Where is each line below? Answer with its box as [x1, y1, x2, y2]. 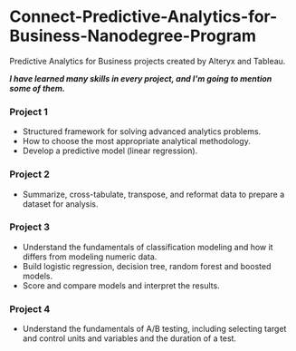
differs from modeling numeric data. [22, 251, 158, 262]
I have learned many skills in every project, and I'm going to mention [9, 73, 272, 83]
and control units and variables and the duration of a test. [22, 333, 237, 344]
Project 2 [9, 168, 50, 180]
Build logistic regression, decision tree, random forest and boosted [22, 260, 272, 271]
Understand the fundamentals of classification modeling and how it [22, 241, 273, 252]
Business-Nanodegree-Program [9, 25, 256, 46]
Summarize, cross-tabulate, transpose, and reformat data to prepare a [22, 189, 285, 200]
